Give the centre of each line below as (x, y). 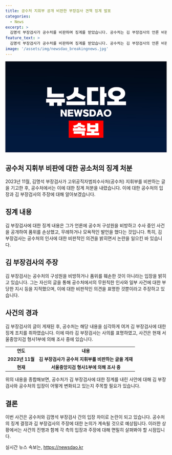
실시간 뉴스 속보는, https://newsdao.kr (44, 447)
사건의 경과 (22, 313)
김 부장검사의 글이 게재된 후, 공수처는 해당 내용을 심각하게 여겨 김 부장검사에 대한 (86, 326)
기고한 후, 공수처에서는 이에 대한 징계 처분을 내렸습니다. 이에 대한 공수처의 (84, 188)
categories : (18, 16)
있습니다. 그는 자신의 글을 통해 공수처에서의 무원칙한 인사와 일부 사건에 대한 (86, 282)
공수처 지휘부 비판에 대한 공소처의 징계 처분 (69, 168)
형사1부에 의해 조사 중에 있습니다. (60, 339)
